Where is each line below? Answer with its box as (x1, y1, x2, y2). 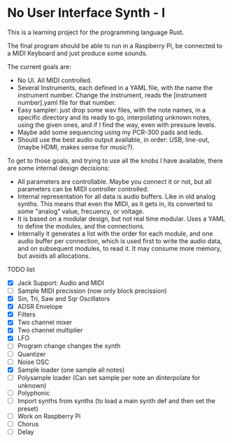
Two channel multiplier (17, 326, 83, 335)
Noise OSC (17, 358, 50, 366)
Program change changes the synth (17, 342, 121, 350)
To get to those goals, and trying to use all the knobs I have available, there (7, 156, 224, 165)
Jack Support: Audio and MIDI (17, 278, 105, 287)
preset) (17, 404, 38, 413)
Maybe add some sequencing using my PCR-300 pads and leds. (17, 128, 203, 136)
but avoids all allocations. (17, 252, 91, 260)
